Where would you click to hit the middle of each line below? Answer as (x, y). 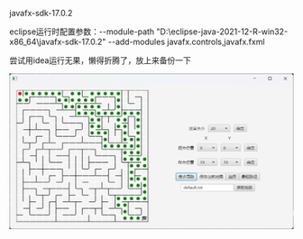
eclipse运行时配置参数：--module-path (82, 32)
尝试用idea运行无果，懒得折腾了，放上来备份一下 (101, 60)
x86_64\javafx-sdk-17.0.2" (58, 41)
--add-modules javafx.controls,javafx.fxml (186, 41)
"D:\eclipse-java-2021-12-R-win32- (222, 32)
